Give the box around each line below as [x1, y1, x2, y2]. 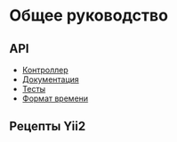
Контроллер [21, 64, 68, 75]
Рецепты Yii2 [9, 119, 86, 134]
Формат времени [21, 93, 89, 104]
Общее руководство [9, 5, 169, 26]
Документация [21, 74, 80, 85]
